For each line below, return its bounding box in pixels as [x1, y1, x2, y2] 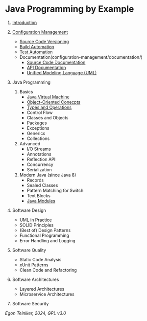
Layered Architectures [19, 286, 65, 292]
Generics [26, 130, 46, 136]
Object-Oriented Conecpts [26, 99, 81, 105]
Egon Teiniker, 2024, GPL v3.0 [5, 310, 66, 316]
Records [26, 177, 44, 183]
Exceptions [26, 125, 49, 131]
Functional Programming [19, 232, 70, 238]
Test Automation [19, 49, 53, 55]
